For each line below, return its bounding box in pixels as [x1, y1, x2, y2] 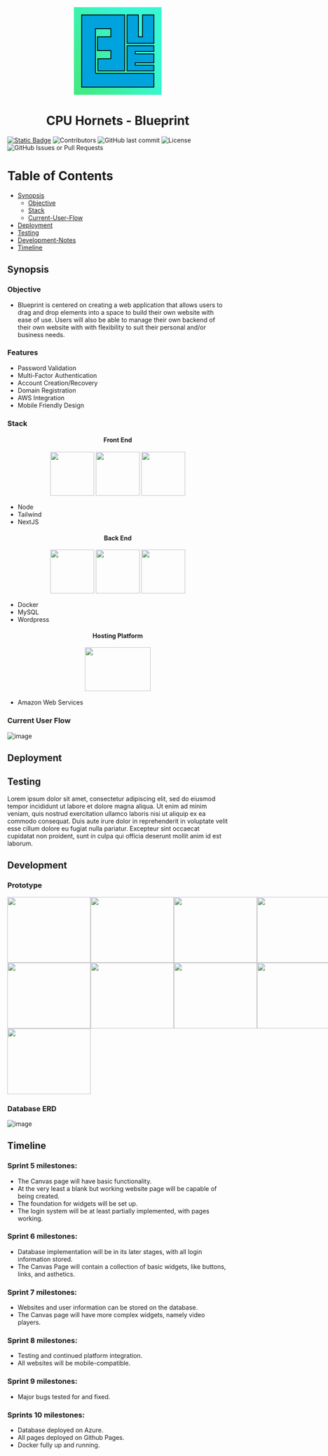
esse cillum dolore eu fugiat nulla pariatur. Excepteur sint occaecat [7, 824, 200, 833]
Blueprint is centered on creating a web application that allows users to [17, 301, 223, 309]
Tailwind [17, 510, 42, 518]
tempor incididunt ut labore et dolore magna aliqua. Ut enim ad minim [7, 802, 207, 810]
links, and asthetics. [17, 1270, 76, 1278]
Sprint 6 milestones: [7, 1232, 78, 1241]
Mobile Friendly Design [17, 401, 85, 409]
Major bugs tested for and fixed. [17, 1392, 111, 1401]
